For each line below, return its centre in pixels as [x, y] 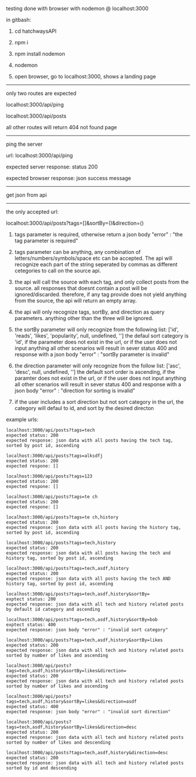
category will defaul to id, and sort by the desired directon [84, 408]
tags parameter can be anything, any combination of [78, 252]
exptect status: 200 [31, 599]
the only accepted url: [32, 212]
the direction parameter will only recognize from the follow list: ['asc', [97, 366]
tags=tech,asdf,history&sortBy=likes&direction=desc [71, 727]
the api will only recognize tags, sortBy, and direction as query [90, 312]
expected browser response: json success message [69, 178]
